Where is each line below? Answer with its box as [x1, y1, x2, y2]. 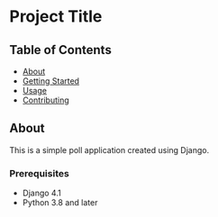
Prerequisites [9, 167, 69, 179]
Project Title [9, 6, 103, 27]
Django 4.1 [22, 187, 61, 199]
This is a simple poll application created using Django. [9, 144, 210, 155]
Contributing [22, 95, 69, 105]
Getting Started [22, 76, 79, 86]
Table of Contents [9, 42, 113, 58]
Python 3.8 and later [22, 197, 98, 208]
